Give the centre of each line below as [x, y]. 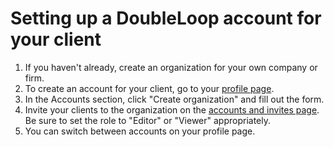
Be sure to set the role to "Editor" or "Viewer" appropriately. [148, 120]
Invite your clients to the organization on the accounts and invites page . [172, 109]
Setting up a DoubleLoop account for [166, 18]
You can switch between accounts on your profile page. [140, 131]
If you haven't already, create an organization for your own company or [171, 67]
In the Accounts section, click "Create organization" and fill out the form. [174, 99]
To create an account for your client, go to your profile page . [149, 88]
